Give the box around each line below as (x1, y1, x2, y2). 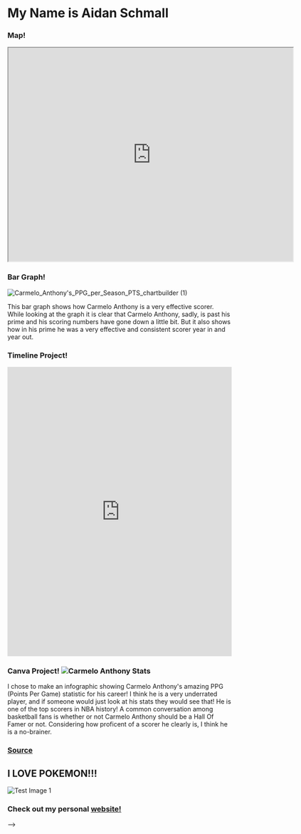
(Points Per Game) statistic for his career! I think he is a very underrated (7, 689, 218, 699)
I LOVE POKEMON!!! (7, 767, 97, 779)
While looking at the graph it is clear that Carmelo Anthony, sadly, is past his (7, 310, 231, 318)
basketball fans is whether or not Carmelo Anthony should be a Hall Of (7, 712, 214, 721)
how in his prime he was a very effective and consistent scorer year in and (7, 325, 226, 333)
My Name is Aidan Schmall (7, 5, 169, 21)
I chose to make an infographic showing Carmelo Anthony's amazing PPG (7, 682, 224, 691)
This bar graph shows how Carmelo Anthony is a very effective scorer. (7, 302, 214, 311)
